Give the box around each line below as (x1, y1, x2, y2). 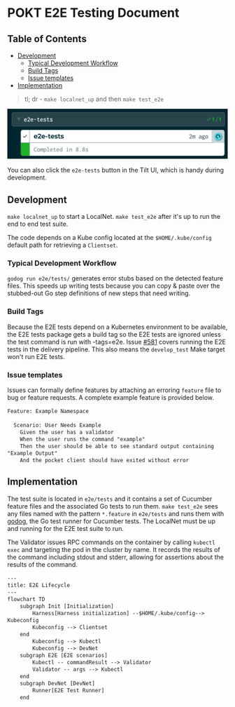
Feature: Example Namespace (7, 408, 90, 415)
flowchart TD (7, 595, 45, 602)
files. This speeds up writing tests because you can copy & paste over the (7, 282, 220, 290)
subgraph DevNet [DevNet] (20, 680, 96, 687)
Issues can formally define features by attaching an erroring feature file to (7, 386, 222, 394)
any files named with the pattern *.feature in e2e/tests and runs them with (7, 509, 225, 518)
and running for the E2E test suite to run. (7, 524, 124, 532)
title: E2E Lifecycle (7, 581, 71, 588)
